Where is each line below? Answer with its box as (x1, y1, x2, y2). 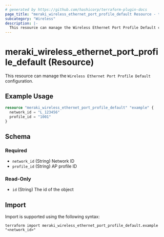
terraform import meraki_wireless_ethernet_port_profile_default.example (5, 223, 159, 228)
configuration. (5, 78, 33, 84)
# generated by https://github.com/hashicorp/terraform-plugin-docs (5, 7, 147, 12)
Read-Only (5, 175, 32, 182)
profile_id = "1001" (9, 114, 51, 119)
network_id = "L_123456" (9, 109, 60, 115)
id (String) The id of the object (12, 187, 74, 193)
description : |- (5, 21, 38, 26)
